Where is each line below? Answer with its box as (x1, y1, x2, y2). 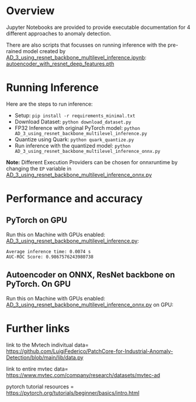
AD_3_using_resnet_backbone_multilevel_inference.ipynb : (6, 54, 146, 61)
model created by (22, 47, 66, 54)
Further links (6, 322, 70, 335)
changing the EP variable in (6, 165, 72, 172)
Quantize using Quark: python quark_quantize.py (14, 136, 135, 143)
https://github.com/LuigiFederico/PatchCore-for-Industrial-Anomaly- (6, 347, 173, 355)
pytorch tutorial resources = (6, 383, 74, 390)
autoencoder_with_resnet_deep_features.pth (6, 60, 115, 67)
